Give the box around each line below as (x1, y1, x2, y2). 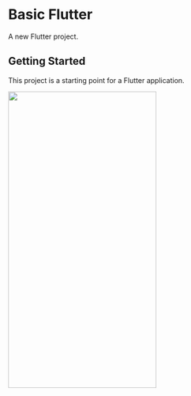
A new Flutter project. (8, 32, 79, 41)
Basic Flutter (8, 6, 93, 24)
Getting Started (8, 55, 86, 68)
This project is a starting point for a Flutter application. (8, 75, 185, 85)
